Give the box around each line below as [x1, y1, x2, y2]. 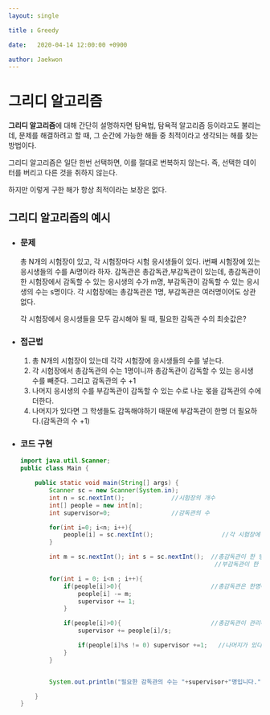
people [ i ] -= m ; [77, 590, 133, 598]
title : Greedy [8, 26, 59, 35]
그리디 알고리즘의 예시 [8, 211, 111, 224]
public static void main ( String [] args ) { [35, 479, 179, 487]
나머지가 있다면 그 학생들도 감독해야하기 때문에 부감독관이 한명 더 [31, 406, 236, 416]
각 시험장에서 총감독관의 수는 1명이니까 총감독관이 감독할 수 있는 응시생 [31, 366, 255, 376]
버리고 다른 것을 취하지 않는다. [22, 168, 118, 178]
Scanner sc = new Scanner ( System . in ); [49, 487, 179, 495]
